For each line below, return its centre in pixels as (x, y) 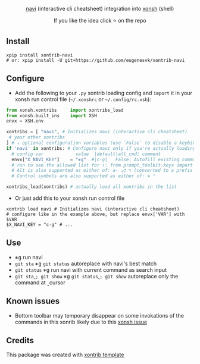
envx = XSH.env (25, 121)
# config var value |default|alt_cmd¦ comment (86, 154)
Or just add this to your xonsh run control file (70, 198)
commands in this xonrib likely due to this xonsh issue (81, 322)
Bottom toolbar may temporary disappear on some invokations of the (99, 315)
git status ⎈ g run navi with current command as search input (91, 269)
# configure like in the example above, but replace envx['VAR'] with (96, 214)
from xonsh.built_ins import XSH (51, 115)
